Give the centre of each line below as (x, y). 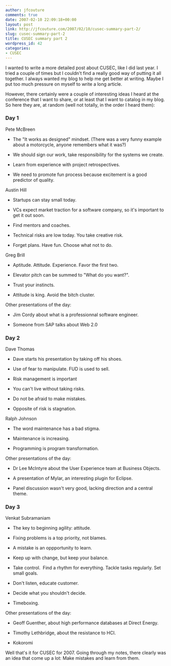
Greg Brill (15, 255)
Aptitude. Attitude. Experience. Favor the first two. (66, 265)
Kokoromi (23, 643)
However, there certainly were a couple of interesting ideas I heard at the (82, 94)
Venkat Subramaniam (28, 518)
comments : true (22, 15)
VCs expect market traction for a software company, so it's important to (88, 210)
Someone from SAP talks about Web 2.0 (55, 324)
